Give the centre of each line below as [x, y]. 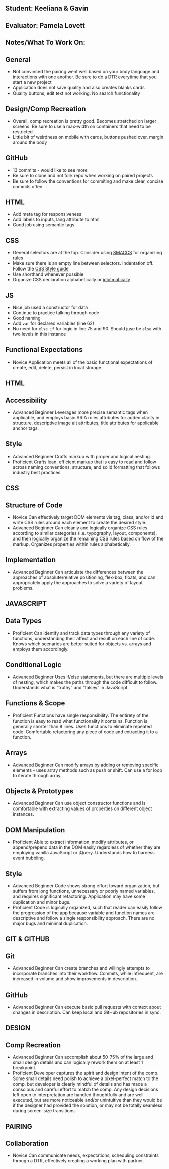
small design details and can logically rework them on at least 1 [78, 1062]
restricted [22, 131]
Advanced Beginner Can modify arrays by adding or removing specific [86, 765]
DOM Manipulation [35, 830]
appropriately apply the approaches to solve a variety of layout [77, 582]
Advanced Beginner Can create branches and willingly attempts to [81, 968]
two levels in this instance [39, 334]
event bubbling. [29, 858]
